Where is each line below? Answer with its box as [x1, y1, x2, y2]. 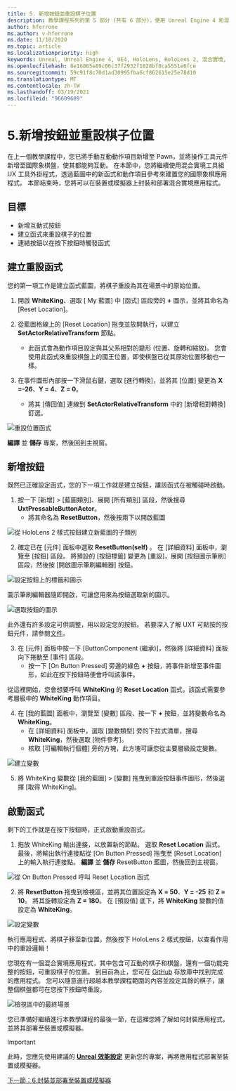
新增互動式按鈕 [17, 221, 61, 229]
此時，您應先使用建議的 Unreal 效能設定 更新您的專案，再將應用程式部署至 [7, 1052, 223, 1061]
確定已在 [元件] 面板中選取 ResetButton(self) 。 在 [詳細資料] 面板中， [17, 543, 221, 551]
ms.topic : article [7, 43, 61, 50]
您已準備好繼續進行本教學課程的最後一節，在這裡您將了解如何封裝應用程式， [7, 1015, 229, 1024]
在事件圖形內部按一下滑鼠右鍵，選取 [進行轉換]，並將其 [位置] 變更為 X [17, 376, 223, 384]
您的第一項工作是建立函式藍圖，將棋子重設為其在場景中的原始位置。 [7, 281, 204, 289]
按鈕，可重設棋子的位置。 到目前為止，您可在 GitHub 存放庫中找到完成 [19, 967, 223, 976]
